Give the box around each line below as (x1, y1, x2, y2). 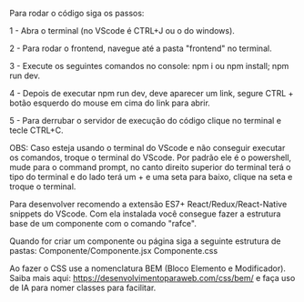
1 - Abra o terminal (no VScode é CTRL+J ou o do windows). (9, 25, 235, 35)
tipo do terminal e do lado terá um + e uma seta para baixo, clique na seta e (9, 172, 293, 182)
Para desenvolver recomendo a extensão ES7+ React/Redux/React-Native (9, 199, 288, 209)
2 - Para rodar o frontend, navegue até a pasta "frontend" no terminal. (9, 43, 272, 54)
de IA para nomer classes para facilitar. (9, 282, 157, 293)
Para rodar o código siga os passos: (9, 8, 145, 18)
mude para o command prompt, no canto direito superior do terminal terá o (9, 162, 291, 172)
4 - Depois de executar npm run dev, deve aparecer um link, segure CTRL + (9, 88, 294, 98)
